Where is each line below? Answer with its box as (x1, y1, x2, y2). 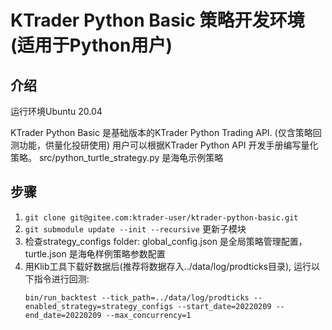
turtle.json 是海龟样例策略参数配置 (24, 247, 166, 260)
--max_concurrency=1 (105, 310, 192, 320)
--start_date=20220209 (177, 301, 272, 311)
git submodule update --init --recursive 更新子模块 (24, 222, 247, 235)
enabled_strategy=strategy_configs (24, 301, 174, 311)
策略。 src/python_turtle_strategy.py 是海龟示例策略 (10, 152, 224, 163)
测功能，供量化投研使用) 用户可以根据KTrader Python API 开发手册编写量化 (10, 139, 319, 151)
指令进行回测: (33, 272, 90, 285)
